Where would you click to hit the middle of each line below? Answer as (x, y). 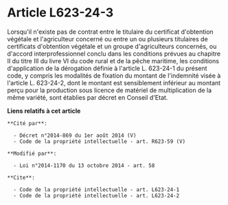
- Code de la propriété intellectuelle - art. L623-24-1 (96, 190)
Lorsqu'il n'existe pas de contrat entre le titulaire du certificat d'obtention (111, 32)
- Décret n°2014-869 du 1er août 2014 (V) (75, 136)
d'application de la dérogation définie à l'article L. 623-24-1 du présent (107, 68)
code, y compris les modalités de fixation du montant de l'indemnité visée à (114, 75)
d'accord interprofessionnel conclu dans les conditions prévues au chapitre (114, 54)
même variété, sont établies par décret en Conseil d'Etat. (88, 97)
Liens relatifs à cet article (44, 111)
